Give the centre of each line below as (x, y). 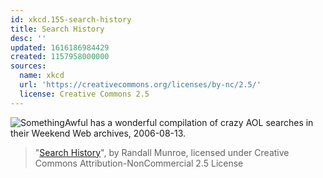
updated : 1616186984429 (60, 47)
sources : (28, 66)
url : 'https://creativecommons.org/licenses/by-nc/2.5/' (140, 85)
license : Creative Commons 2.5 (84, 94)
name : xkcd (42, 76)
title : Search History (57, 29)
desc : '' (28, 38)
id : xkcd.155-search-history (71, 19)
